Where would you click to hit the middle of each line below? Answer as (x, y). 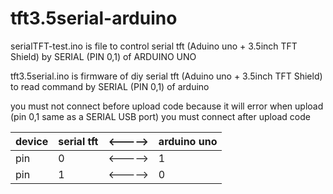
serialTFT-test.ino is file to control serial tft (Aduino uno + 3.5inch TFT (154, 46)
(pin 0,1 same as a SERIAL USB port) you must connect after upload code (160, 116)
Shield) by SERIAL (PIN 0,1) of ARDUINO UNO (103, 56)
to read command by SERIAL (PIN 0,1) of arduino (110, 86)
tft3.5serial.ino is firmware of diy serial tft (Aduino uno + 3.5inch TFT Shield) (166, 76)
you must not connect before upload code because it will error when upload (167, 106)
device (32, 141)
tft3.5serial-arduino (94, 18)
